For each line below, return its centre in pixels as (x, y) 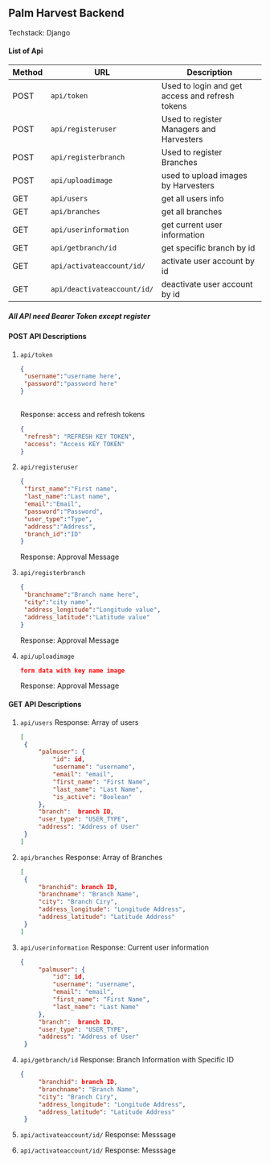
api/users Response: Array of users (79, 722)
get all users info (192, 199)
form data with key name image (72, 670)
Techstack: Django (39, 32)
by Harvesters (188, 186)
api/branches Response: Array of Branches (91, 857)
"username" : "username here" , (73, 377)
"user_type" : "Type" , (58, 519)
